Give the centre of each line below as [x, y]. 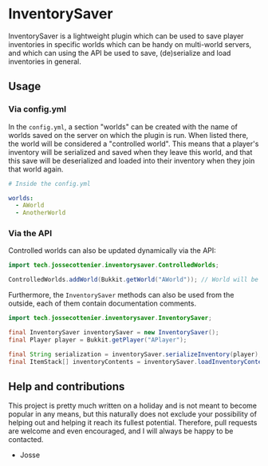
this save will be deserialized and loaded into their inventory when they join [132, 160]
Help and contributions [67, 387]
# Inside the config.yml [49, 184]
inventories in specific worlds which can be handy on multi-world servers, [130, 44]
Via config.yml [37, 109]
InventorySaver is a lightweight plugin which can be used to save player [126, 36]
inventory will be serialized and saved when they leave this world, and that [130, 152]
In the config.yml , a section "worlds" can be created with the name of [123, 126]
